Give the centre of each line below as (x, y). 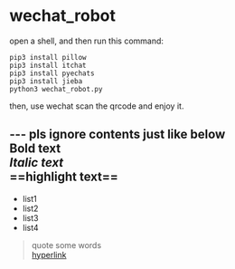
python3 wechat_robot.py (56, 89)
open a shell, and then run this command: (87, 41)
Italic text (37, 163)
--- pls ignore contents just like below (117, 134)
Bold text (35, 149)
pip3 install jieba (46, 81)
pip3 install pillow (48, 57)
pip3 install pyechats (52, 73)
